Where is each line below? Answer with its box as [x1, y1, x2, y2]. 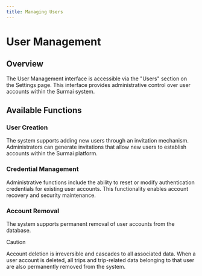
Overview [6, 59, 44, 69]
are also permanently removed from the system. [6, 263, 126, 270]
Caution [6, 238, 26, 245]
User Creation [6, 123, 48, 132]
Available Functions [6, 105, 83, 115]
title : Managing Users [6, 8, 63, 15]
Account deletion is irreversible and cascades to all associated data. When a [6, 250, 196, 257]
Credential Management [6, 165, 79, 173]
